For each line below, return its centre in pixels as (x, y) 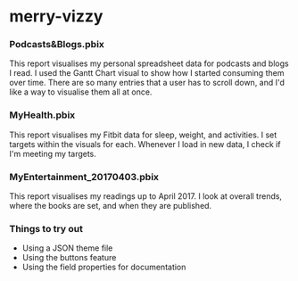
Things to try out (46, 229)
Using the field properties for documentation (104, 267)
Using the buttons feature (69, 258)
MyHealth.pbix (42, 115)
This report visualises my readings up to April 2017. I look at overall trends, (146, 196)
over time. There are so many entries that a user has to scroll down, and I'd (147, 83)
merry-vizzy (56, 17)
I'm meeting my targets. (53, 153)
